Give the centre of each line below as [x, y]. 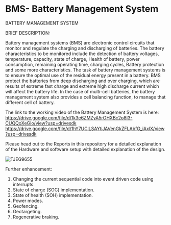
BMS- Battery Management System [82, 9]
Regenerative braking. [36, 217]
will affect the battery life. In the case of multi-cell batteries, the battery [80, 91]
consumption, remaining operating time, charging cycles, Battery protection [85, 64]
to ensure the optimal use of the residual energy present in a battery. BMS [83, 75]
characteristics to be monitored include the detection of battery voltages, [82, 54]
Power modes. [28, 201]
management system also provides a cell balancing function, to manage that [86, 97]
